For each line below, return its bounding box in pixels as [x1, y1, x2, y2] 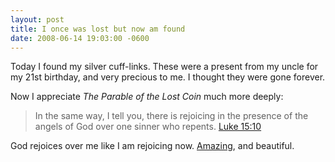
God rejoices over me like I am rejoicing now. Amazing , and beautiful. [10, 140, 295, 152]
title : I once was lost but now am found [10, 24, 186, 34]
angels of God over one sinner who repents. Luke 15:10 [34, 121, 262, 133]
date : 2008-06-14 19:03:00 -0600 [10, 33, 150, 43]
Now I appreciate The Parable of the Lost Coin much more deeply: [10, 91, 284, 103]
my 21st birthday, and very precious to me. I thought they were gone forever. [10, 71, 326, 83]
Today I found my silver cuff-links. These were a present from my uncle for [10, 61, 319, 73]
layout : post [10, 14, 65, 25]
